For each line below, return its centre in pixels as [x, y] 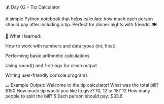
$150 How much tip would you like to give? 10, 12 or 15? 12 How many [78, 91]
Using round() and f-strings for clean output [51, 65]
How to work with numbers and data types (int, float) [60, 46]
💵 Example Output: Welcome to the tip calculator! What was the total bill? [82, 85]
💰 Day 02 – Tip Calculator [32, 7]
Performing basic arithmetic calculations [47, 56]
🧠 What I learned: [23, 36]
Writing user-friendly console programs [46, 75]
